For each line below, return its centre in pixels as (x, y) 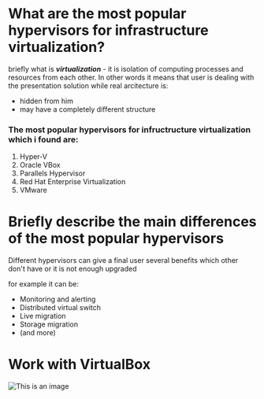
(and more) (38, 333)
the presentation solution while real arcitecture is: (88, 85)
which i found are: (43, 139)
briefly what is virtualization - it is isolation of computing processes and (126, 68)
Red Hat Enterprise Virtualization (73, 182)
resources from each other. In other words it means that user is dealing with (131, 77)
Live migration (43, 316)
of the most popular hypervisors (116, 239)
